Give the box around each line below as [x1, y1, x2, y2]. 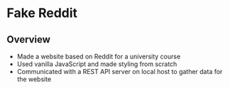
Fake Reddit [6, 5, 78, 21]
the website [16, 75, 52, 83]
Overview [6, 33, 51, 46]
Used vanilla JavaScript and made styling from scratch [16, 60, 177, 68]
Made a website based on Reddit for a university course [16, 52, 181, 61]
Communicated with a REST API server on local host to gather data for [16, 68, 223, 75]
